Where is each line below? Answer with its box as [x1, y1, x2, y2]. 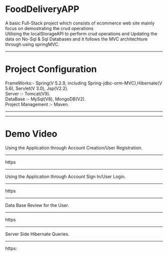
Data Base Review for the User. [5, 202, 69, 208]
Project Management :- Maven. [5, 101, 69, 107]
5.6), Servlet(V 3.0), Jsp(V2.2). [5, 85, 68, 91]
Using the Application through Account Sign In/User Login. [5, 173, 126, 179]
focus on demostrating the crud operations [5, 25, 93, 31]
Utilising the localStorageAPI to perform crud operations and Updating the [5, 30, 157, 36]
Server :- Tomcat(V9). [5, 90, 50, 96]
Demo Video [5, 128, 57, 139]
